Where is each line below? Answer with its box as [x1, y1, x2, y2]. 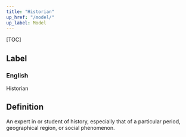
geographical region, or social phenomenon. [6, 124, 115, 131]
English [6, 71, 29, 79]
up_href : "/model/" [6, 14, 55, 20]
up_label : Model [6, 20, 46, 26]
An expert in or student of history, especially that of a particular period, [6, 117, 181, 125]
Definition [6, 102, 44, 112]
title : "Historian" [6, 8, 55, 15]
